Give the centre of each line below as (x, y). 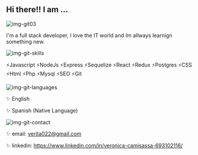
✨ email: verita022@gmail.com (44, 133)
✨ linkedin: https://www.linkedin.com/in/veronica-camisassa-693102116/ (95, 145)
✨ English (18, 98)
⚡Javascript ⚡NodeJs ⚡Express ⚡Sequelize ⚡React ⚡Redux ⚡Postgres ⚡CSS (99, 65)
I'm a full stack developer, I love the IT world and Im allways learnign (89, 35)
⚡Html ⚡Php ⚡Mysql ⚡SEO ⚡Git (44, 74)
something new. (25, 41)
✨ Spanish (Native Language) (42, 110)
